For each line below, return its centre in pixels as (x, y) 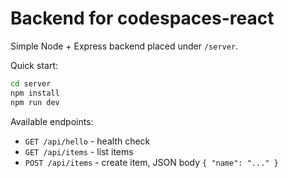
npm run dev (35, 102)
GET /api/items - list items (79, 151)
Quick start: (34, 65)
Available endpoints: (52, 121)
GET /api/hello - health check (87, 141)
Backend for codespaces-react (142, 18)
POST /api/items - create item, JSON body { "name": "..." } (151, 162)
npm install (35, 93)
